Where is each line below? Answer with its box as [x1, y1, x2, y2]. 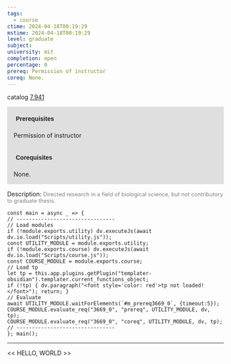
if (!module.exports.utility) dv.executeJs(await [7, 228, 153, 235]
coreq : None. [7, 74, 45, 81]
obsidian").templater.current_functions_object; [7, 276, 149, 283]
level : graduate [7, 36, 54, 43]
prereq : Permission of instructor [7, 68, 107, 74]
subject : [7, 42, 32, 49]
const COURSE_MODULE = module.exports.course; [7, 258, 143, 265]
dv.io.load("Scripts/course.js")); [7, 252, 109, 259]
